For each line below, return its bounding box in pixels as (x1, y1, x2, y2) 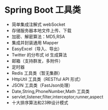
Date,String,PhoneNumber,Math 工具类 (11, 88, 90, 94)
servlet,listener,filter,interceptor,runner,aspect (11, 93, 104, 100)
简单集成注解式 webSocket (11, 21, 66, 27)
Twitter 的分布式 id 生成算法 (11, 52, 68, 57)
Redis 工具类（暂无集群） (11, 70, 63, 76)
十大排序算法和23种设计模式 (11, 99, 69, 105)
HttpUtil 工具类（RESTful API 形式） (11, 76, 84, 82)
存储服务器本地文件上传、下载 (11, 27, 72, 33)
